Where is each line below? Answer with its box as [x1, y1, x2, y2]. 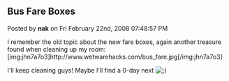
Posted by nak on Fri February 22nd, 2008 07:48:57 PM [7, 24, 168, 32]
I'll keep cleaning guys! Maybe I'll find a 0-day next [7, 66, 154, 74]
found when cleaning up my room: [7, 45, 106, 53]
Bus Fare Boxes [7, 6, 75, 17]
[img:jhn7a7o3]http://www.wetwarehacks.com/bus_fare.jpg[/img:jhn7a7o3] [7, 52, 223, 61]
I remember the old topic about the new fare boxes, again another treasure [7, 38, 222, 46]
